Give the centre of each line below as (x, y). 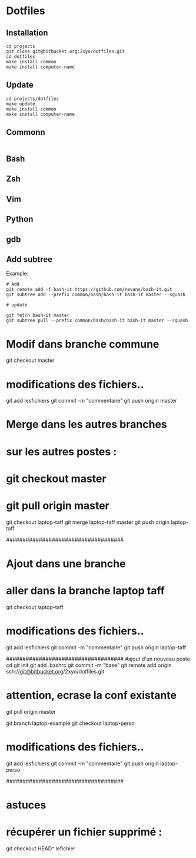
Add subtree (29, 259)
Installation (27, 33)
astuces (26, 805)
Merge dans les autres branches (87, 425)
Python (20, 219)
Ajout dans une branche (66, 564)
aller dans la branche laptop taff (85, 591)
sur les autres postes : (62, 451)
